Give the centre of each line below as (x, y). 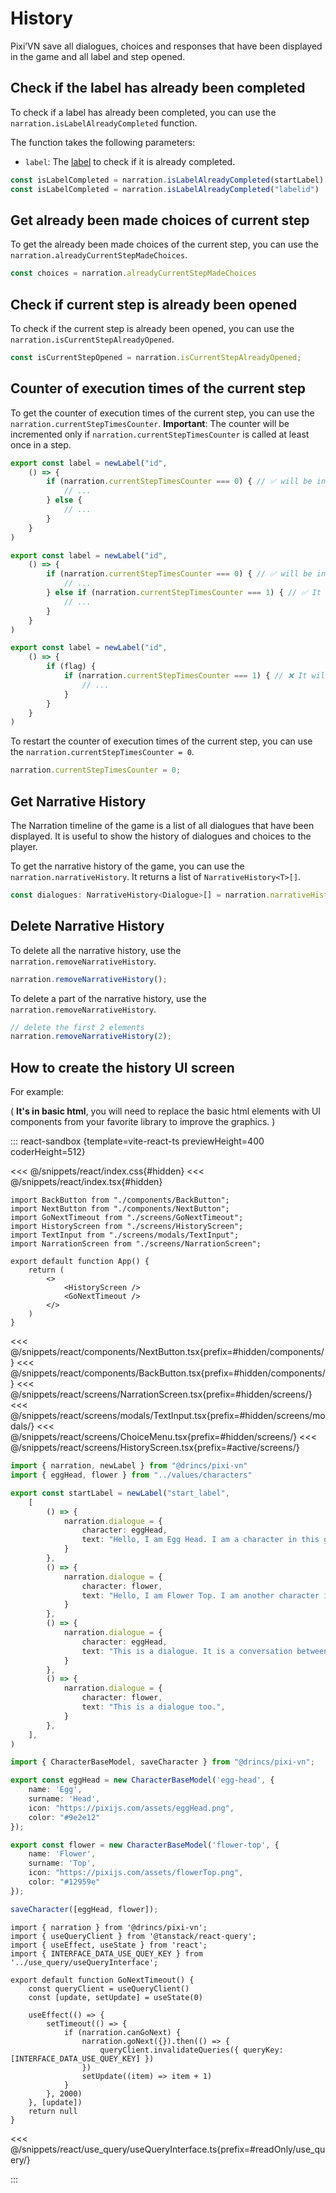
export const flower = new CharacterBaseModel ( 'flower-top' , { (145, 1845)
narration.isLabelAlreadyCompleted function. (104, 123)
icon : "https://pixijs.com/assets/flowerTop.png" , (136, 1873)
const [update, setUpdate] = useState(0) (115, 1997)
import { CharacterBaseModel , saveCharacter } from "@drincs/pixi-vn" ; (162, 1762)
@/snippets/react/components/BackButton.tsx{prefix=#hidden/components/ (168, 1373)
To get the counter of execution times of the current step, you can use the (162, 413)
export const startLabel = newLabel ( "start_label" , (120, 1493)
